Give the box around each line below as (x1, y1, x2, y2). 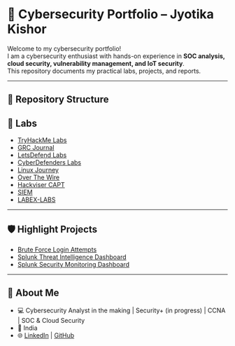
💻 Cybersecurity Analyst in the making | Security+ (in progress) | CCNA (17, 306, 226, 314)
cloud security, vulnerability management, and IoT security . (7, 59, 185, 67)
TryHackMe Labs (17, 136, 67, 144)
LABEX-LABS (17, 195, 56, 204)
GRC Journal (17, 144, 55, 152)
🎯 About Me (7, 287, 59, 299)
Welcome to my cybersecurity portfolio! (7, 44, 122, 53)
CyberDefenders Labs (17, 158, 82, 167)
